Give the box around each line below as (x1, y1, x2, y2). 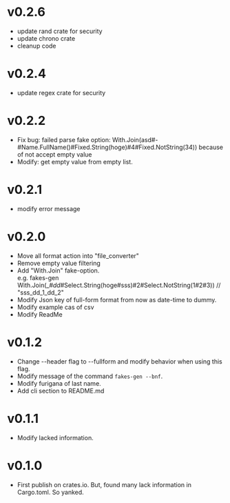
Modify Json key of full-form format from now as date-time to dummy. (17, 295, 217, 304)
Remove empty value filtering (17, 259, 101, 267)
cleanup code (17, 41, 56, 50)
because (198, 143, 224, 151)
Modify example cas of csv (17, 303, 94, 311)
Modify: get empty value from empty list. (17, 157, 133, 166)
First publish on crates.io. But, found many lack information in (17, 480, 191, 489)
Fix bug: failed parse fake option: (17, 135, 111, 144)
